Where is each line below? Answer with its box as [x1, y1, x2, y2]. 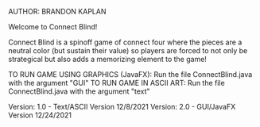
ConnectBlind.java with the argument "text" [8, 87, 150, 96]
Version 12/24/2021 [8, 110, 72, 120]
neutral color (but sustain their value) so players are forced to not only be [8, 46, 248, 55]
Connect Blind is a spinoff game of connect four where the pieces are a [8, 37, 243, 47]
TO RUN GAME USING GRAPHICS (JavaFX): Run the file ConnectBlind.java [8, 70, 253, 79]
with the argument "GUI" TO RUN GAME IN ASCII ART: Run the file [8, 79, 225, 87]
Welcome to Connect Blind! [8, 22, 98, 31]
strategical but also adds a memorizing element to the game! [8, 55, 207, 63]
